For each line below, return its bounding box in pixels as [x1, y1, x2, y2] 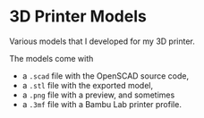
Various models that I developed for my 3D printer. [9, 36, 195, 46]
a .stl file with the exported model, [21, 80, 154, 90]
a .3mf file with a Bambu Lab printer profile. [21, 98, 182, 109]
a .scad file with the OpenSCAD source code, [21, 70, 190, 81]
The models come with [9, 53, 94, 63]
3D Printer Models [9, 6, 148, 27]
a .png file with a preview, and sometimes [21, 89, 175, 100]
